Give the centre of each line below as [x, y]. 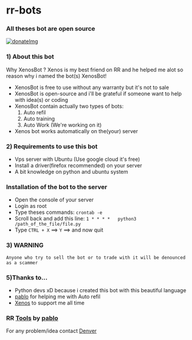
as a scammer [22, 263]
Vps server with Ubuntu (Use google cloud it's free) [77, 159]
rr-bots [24, 10]
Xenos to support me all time [49, 303]
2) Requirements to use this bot [52, 146]
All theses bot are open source [51, 29]
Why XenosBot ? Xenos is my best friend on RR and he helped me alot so [95, 70]
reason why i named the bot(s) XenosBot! [57, 76]
